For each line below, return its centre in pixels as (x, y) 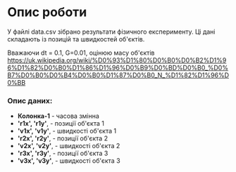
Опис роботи (47, 12)
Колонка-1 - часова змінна (58, 116)
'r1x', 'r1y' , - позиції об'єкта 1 (61, 124)
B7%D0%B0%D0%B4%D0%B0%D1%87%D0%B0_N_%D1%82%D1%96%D (118, 75)
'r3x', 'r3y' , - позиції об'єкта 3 (63, 153)
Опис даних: (30, 100)
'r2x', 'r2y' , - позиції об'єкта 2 (62, 138)
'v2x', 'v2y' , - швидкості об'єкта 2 (69, 146)
